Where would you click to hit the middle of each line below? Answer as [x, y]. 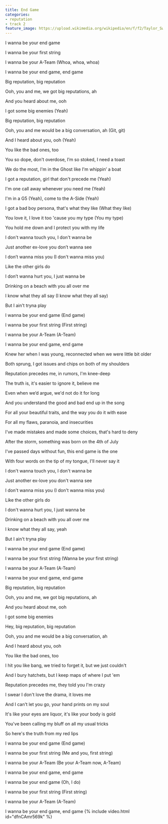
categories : [17, 15]
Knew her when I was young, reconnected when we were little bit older [78, 354]
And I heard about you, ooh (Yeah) [41, 140]
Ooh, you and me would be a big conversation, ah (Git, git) [65, 131]
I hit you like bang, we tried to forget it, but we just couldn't [66, 665]
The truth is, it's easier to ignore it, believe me [52, 383]
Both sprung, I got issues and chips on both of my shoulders [67, 364]
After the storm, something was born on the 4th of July [62, 442]
